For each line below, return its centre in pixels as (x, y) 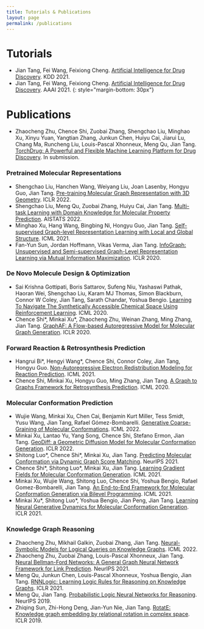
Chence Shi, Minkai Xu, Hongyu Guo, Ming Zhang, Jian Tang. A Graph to (106, 381)
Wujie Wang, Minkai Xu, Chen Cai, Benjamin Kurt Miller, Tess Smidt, (100, 416)
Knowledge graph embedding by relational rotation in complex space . (102, 614)
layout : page (23, 18)
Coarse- (181, 423)
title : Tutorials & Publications (49, 12)
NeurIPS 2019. (33, 601)
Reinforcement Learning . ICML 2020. (62, 312)
